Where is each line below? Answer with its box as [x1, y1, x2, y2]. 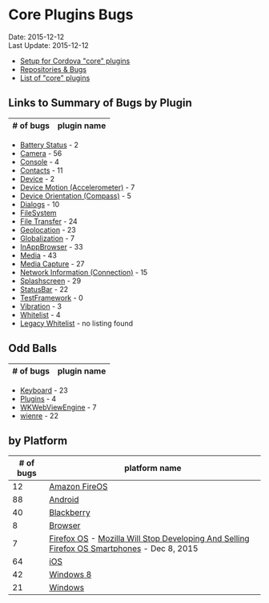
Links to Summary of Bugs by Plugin [8, 96, 192, 110]
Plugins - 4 [19, 393, 57, 403]
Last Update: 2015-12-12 [8, 40, 90, 50]
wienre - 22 [19, 410, 58, 421]
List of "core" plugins [19, 73, 90, 82]
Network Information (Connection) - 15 [19, 267, 148, 277]
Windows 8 [49, 569, 92, 581]
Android [49, 494, 79, 505]
